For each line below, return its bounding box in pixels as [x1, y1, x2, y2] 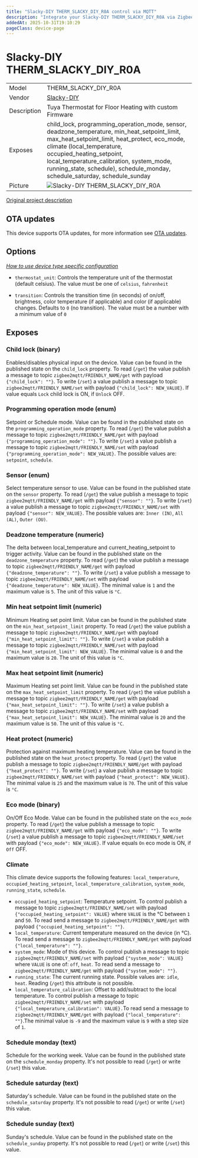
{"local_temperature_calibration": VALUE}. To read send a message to [14, 1004, 190, 1012]
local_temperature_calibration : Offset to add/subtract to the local [14, 986, 177, 993]
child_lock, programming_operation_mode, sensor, [47, 120, 187, 128]
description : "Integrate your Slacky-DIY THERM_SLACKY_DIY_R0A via [6, 14, 176, 20]
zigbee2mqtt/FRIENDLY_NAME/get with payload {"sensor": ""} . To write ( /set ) [6, 497, 192, 504]
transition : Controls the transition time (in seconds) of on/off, [14, 291, 166, 299]
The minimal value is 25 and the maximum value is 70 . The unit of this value [6, 779, 189, 787]
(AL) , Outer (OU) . [6, 516, 48, 523]
